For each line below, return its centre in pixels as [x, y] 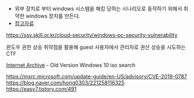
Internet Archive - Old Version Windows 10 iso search [71, 65]
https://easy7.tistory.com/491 [41, 89]
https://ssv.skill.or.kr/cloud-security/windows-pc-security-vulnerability [92, 35]
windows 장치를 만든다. [53, 16]
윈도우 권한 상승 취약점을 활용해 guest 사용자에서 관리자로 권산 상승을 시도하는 [96, 47]
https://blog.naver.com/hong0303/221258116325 [65, 83]
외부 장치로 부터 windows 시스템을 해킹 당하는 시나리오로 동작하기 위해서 [98, 9]
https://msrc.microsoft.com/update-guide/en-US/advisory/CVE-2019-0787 [97, 76]
